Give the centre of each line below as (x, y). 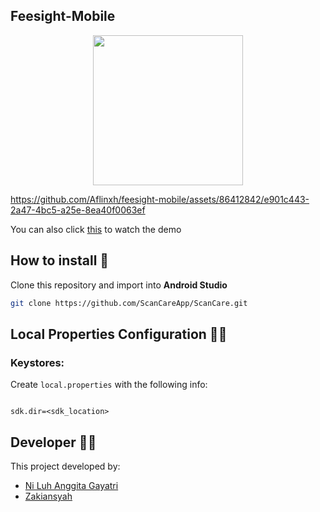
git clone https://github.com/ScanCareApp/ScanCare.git (129, 303)
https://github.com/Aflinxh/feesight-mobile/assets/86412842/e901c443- (160, 199)
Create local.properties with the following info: (109, 385)
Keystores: (37, 362)
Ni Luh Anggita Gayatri (71, 485)
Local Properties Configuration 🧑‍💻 (119, 334)
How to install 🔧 (60, 260)
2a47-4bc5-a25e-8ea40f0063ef (78, 210)
